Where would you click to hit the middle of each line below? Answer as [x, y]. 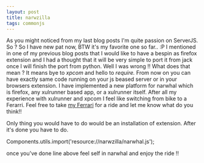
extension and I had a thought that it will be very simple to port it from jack [100, 60]
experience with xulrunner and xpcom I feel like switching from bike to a [97, 99]
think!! [14, 112]
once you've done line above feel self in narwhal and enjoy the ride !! [93, 153]
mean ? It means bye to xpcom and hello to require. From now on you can [98, 73]
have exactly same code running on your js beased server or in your [92, 79]
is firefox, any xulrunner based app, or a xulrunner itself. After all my [92, 92]
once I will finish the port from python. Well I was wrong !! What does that [98, 66]
